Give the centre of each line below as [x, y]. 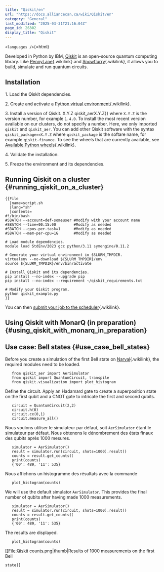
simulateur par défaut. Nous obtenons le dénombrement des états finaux [79, 433]
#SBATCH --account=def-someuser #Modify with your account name [73, 220]
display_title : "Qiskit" [31, 33]
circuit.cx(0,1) [28, 414]
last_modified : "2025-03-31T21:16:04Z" [46, 23]
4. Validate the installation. [32, 154]
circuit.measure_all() [35, 418]
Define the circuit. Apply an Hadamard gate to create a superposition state [81, 391]
